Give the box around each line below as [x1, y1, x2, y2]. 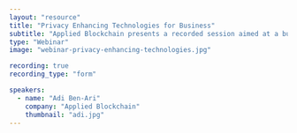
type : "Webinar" [9, 37, 69, 47]
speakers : [9, 85, 46, 94]
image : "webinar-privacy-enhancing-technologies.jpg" [9, 46, 212, 55]
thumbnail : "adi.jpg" [25, 110, 104, 119]
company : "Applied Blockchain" [25, 102, 141, 111]
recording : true [9, 62, 69, 70]
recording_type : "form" [9, 70, 97, 79]
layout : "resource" [9, 12, 81, 22]
